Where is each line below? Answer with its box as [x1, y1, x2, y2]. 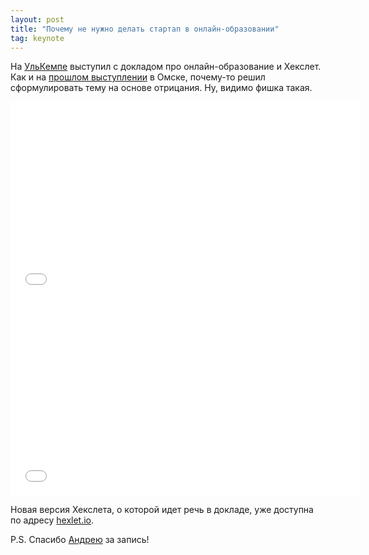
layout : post [10, 14, 65, 25]
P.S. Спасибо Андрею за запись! [10, 534, 150, 546]
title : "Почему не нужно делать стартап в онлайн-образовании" [10, 24, 280, 34]
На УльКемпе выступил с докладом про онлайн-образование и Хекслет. [10, 61, 322, 73]
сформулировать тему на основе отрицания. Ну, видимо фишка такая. [10, 82, 313, 94]
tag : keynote [10, 33, 65, 43]
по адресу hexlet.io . [10, 514, 95, 526]
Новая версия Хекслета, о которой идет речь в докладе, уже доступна [10, 504, 314, 516]
